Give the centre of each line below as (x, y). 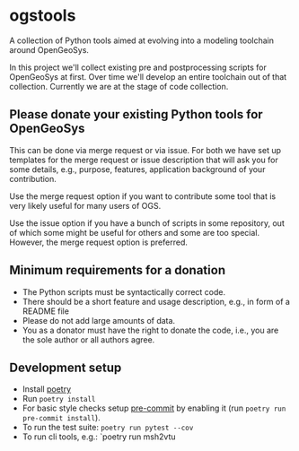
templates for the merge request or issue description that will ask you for (144, 160)
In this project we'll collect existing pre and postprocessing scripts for (138, 67)
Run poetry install (59, 399)
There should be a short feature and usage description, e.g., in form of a (156, 301)
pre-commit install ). (61, 418)
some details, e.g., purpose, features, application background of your (137, 169)
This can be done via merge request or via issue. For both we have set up (145, 150)
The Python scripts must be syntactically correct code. (124, 291)
